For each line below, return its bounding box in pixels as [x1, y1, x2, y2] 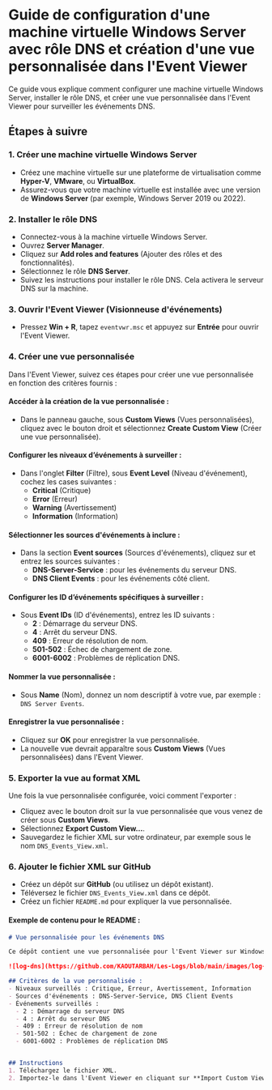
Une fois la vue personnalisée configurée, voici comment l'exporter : [8, 791, 236, 801]
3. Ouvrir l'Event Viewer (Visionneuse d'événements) [8, 304, 223, 315]
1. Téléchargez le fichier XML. [8, 1067, 117, 1075]
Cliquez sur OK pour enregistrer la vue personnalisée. [19, 734, 200, 744]
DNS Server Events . [19, 698, 85, 708]
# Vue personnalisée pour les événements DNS [8, 933, 164, 941]
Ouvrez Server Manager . [19, 241, 105, 250]
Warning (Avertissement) [32, 502, 117, 512]
